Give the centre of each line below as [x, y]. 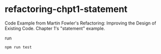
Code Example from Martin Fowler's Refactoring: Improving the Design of [80, 23]
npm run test [18, 47]
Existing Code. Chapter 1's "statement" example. [55, 28]
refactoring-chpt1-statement [66, 9]
